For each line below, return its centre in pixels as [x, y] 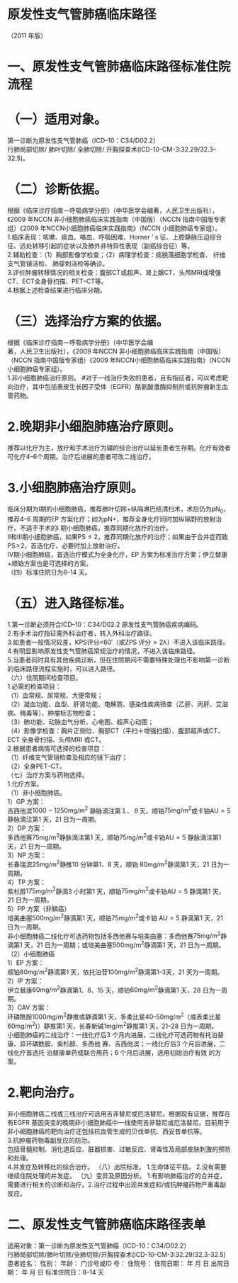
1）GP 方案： [27, 801]
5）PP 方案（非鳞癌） [39, 909]
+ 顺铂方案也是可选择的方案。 [50, 563]
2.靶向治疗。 [44, 1092]
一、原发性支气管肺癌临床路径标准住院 [119, 67]
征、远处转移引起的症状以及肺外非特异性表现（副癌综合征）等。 [100, 246]
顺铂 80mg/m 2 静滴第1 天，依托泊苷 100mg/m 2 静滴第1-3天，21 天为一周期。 [115, 971]
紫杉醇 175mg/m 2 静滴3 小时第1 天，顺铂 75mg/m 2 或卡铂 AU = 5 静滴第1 [109, 891]
